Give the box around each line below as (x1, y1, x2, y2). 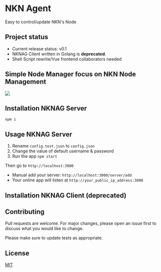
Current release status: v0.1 (12, 45, 67, 51)
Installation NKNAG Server (5, 104, 87, 112)
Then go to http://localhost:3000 (5, 163, 74, 168)
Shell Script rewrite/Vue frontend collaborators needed (12, 56, 122, 62)
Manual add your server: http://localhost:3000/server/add (12, 172, 132, 178)
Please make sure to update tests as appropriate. (5, 235, 103, 241)
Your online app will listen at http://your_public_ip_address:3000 (12, 177, 144, 183)
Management (5, 78, 47, 86)
